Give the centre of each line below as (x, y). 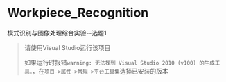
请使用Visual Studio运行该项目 (67, 47)
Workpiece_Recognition (78, 13)
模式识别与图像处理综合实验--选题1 (57, 33)
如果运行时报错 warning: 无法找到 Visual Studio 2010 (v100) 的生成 (119, 62)
